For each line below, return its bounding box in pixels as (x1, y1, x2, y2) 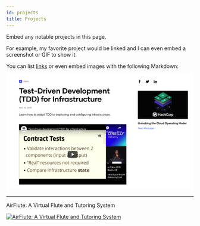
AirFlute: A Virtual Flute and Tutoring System (6, 202, 115, 209)
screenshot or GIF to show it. (6, 51, 77, 58)
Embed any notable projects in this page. (6, 33, 107, 40)
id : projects (6, 10, 39, 16)
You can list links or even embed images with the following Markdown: (6, 63, 179, 70)
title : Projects (6, 16, 46, 22)
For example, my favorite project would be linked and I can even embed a (6, 45, 186, 52)
